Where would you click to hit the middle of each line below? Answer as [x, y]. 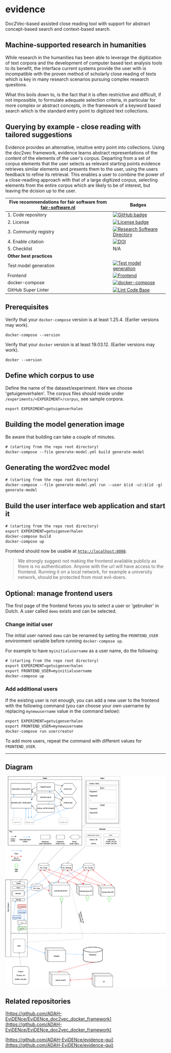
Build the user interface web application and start [85, 506]
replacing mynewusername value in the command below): [63, 711]
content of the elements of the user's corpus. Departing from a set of [78, 158]
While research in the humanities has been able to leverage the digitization [83, 57]
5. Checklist [20, 249]
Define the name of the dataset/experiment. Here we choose [69, 388]
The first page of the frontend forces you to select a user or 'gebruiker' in [82, 606]
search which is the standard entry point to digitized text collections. [77, 110]
